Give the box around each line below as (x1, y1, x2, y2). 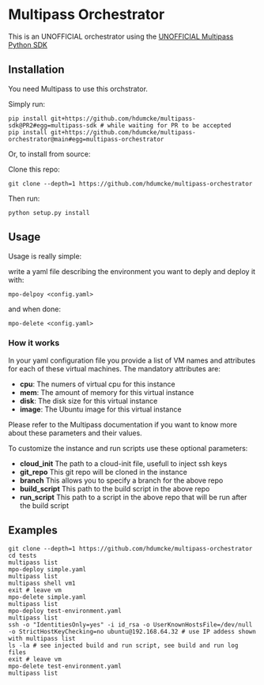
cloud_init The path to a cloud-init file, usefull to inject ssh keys (19, 458, 228, 468)
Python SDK (8, 40, 47, 49)
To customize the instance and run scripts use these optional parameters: (8, 443, 248, 453)
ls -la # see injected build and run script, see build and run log (8, 642, 239, 649)
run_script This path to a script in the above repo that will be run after (19, 492, 247, 502)
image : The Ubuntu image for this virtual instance (19, 405, 182, 414)
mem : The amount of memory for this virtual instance (19, 387, 194, 397)
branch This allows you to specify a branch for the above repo (19, 476, 224, 485)
